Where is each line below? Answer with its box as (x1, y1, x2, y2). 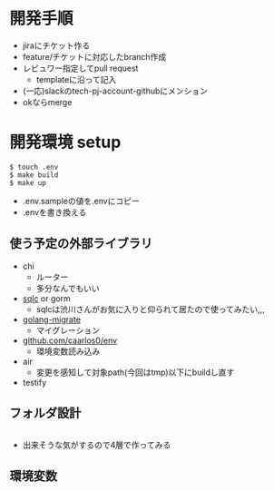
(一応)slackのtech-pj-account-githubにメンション (22, 85, 209, 96)
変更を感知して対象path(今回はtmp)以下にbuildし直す (35, 367, 235, 378)
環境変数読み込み (35, 346, 101, 357)
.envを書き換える (22, 206, 87, 218)
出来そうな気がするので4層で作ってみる (22, 439, 171, 450)
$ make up (9, 178, 47, 187)
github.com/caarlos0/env (22, 335, 118, 346)
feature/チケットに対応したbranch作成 (22, 51, 167, 62)
